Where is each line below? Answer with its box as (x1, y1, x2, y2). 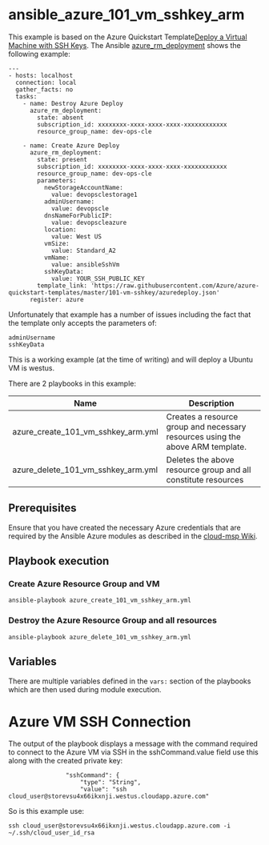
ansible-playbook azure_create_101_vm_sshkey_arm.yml (8, 596, 192, 605)
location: (43, 226, 78, 234)
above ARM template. (166, 441, 247, 452)
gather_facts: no (15, 86, 74, 94)
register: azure (29, 295, 84, 303)
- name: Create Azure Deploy (22, 142, 120, 150)
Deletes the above (166, 454, 235, 465)
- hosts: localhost (8, 71, 74, 79)
